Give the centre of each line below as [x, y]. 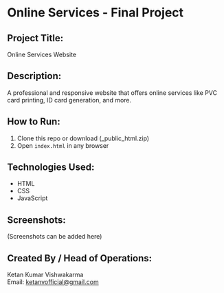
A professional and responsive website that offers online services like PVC [112, 93]
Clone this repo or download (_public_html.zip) [83, 138]
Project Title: [35, 38]
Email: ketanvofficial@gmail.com [53, 282]
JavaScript [32, 198]
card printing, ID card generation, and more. [69, 100]
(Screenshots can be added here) [55, 237]
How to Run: [34, 122]
